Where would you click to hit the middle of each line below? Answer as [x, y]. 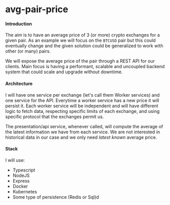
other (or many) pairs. [28, 51]
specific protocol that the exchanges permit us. [55, 116]
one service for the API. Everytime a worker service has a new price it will [82, 100]
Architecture [19, 83]
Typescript [24, 170]
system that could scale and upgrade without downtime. [64, 72]
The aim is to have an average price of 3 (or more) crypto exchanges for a [82, 35]
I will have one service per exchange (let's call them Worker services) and [82, 95]
